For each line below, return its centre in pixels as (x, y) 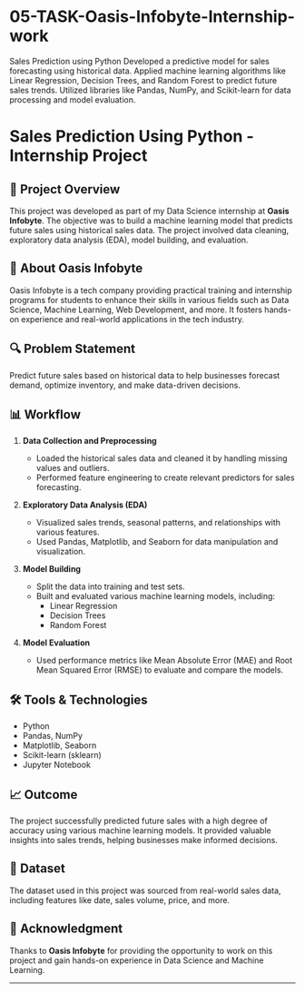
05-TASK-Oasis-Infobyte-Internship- (152, 17)
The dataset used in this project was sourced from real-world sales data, (145, 890)
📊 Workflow (45, 414)
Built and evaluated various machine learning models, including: (155, 596)
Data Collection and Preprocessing (89, 441)
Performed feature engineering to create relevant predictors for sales (165, 477)
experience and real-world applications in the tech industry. (133, 319)
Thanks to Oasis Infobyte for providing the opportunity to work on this (141, 950)
